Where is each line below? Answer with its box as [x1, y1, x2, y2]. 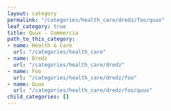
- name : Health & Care [7, 42, 72, 49]
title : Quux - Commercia [7, 29, 79, 37]
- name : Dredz [7, 55, 48, 62]
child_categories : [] [7, 94, 70, 101]
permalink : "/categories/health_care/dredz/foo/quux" [7, 17, 165, 23]
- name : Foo [7, 68, 41, 74]
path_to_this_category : [7, 36, 76, 43]
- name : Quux [7, 81, 45, 88]
